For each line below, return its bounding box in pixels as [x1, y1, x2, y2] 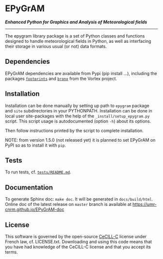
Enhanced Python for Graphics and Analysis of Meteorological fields [5, 19, 147, 25]
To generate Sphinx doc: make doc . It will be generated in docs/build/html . [5, 196, 153, 202]
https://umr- [132, 202, 157, 207]
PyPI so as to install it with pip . [5, 142, 66, 148]
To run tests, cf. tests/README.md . [5, 169, 71, 175]
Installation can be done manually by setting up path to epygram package [5, 103, 149, 109]
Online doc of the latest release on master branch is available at [5, 202, 132, 207]
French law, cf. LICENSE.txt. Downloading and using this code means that [5, 239, 152, 244]
